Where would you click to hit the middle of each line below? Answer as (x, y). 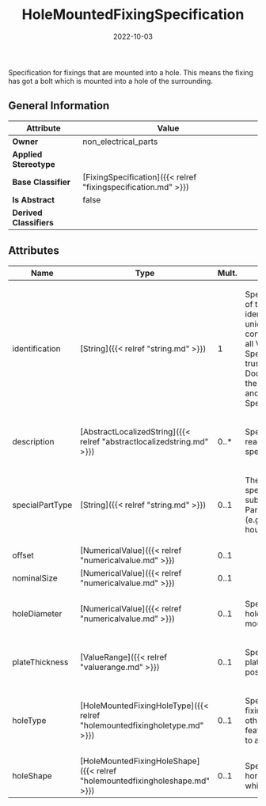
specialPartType (42, 505)
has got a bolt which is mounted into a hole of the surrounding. (111, 81)
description (33, 441)
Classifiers (33, 222)
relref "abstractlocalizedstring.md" (144, 441)
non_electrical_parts (120, 142)
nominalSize (35, 577)
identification (36, 348)
